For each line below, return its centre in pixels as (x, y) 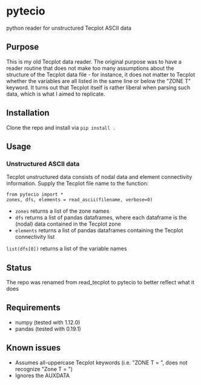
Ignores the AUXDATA (42, 375)
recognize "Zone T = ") (44, 369)
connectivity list (35, 237)
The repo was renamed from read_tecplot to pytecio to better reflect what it (100, 283)
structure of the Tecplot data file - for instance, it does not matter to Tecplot (101, 75)
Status (19, 268)
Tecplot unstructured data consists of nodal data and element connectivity (99, 177)
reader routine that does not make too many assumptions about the (90, 68)
